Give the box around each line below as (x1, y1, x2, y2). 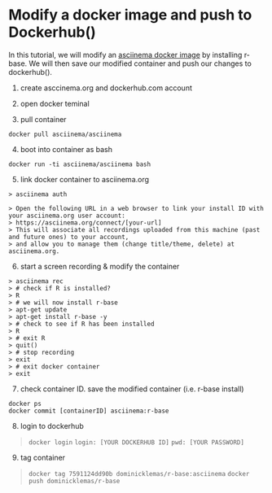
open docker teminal (20, 98, 90, 108)
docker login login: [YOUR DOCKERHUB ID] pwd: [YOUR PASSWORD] (28, 438, 244, 447)
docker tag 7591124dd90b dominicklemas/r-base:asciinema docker (28, 469, 250, 478)
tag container (20, 452, 66, 462)
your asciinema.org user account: (8, 212, 126, 220)
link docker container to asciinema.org (20, 174, 149, 184)
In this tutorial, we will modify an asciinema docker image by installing (8, 50, 243, 59)
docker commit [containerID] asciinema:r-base (8, 407, 169, 415)
